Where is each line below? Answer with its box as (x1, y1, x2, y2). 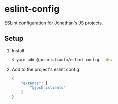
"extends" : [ (21, 81, 48, 86)
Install (11, 47, 24, 53)
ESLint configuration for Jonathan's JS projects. (4, 20, 103, 26)
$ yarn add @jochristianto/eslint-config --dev (11, 57, 113, 62)
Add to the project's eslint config (11, 66, 79, 72)
